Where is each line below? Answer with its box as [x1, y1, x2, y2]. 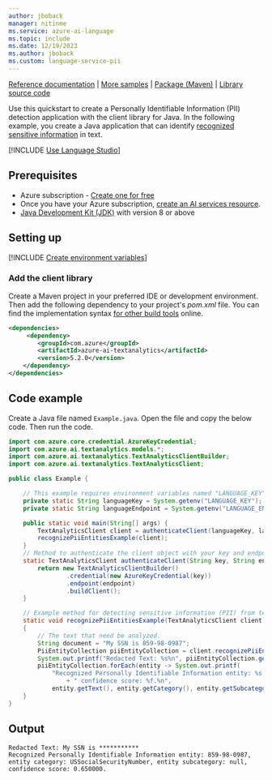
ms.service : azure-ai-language [8, 27, 114, 35]
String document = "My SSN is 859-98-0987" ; [37, 639, 190, 647]
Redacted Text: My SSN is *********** [8, 744, 139, 752]
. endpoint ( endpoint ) [66, 579, 136, 588]
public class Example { [8, 475, 89, 483]
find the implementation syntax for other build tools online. [8, 308, 204, 318]
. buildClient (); [66, 587, 121, 595]
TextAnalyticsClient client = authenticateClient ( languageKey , [37, 526, 255, 535]
